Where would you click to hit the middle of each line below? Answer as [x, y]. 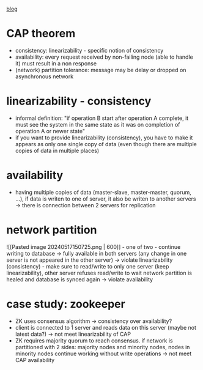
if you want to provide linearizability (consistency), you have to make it [104, 138]
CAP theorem [41, 34]
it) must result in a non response [56, 63]
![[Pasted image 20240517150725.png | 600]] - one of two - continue [94, 246]
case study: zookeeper [66, 304]
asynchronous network [44, 76]
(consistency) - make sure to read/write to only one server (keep [88, 266]
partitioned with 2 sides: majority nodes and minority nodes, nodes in [102, 347]
